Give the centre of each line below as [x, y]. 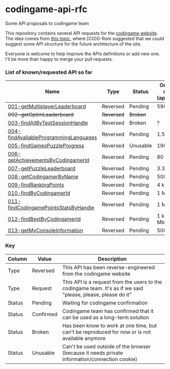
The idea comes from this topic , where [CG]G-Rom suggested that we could [85, 38]
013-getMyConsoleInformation [46, 230]
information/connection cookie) [100, 359]
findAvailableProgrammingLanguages [52, 138]
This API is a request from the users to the [112, 282]
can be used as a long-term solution [106, 317]
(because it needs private [93, 353]
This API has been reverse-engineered [109, 267]
